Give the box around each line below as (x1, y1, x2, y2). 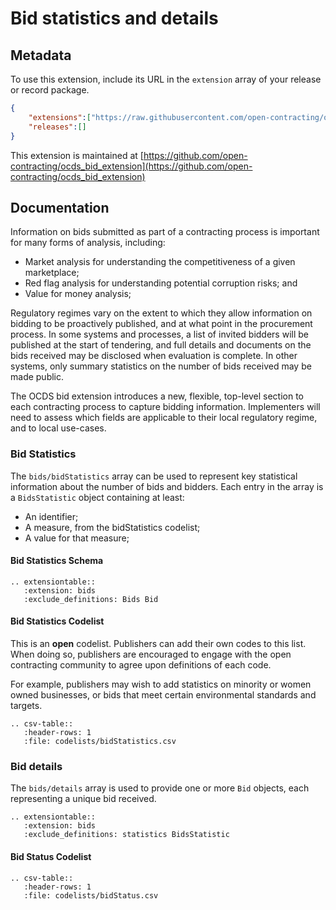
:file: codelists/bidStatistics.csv (23, 737, 177, 747)
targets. (10, 700, 43, 712)
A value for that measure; (24, 532, 130, 544)
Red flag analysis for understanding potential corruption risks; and (24, 277, 298, 289)
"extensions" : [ (28, 112, 92, 122)
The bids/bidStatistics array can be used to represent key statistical (10, 470, 298, 482)
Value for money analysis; (24, 288, 132, 300)
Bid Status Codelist (10, 850, 92, 862)
